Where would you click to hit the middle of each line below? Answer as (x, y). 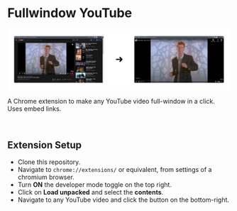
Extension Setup (44, 145)
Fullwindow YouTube (70, 13)
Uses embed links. (34, 109)
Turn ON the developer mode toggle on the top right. (95, 185)
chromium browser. (46, 177)
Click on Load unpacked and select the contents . (90, 193)
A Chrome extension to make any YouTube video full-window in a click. (111, 102)
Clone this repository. (49, 162)
